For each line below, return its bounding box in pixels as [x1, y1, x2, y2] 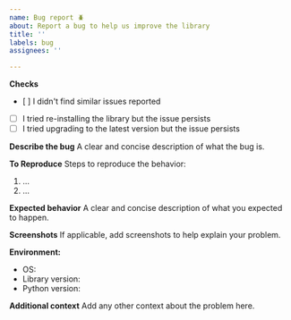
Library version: [21, 274, 81, 284]
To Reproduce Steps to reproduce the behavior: [9, 158, 186, 170]
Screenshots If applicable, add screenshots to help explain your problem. [9, 230, 281, 240]
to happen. [9, 212, 49, 223]
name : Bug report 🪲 [9, 13, 85, 22]
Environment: [9, 247, 61, 257]
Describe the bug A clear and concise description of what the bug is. [9, 141, 265, 152]
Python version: [21, 283, 81, 294]
